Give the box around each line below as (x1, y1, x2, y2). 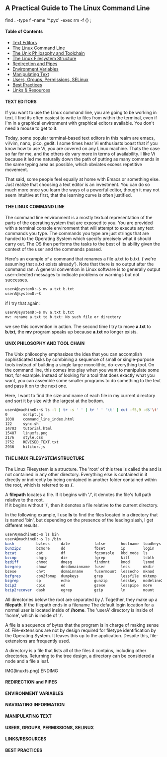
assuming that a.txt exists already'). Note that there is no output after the (5, 261, 154, 267)
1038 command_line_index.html (5, 417, 75, 421)
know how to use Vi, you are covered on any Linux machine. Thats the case (5, 146, 160, 152)
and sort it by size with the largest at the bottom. (5, 398, 104, 404)
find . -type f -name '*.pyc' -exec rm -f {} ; (5, 17, 92, 23)
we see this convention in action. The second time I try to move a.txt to (5, 323, 151, 330)
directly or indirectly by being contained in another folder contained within (5, 477, 157, 483)
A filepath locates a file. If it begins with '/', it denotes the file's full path (5, 492, 152, 498)
